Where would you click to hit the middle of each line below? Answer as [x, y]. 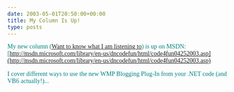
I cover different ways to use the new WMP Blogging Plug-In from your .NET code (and [117, 74]
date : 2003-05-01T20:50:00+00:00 [57, 14]
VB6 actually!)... [28, 81]
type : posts [25, 27]
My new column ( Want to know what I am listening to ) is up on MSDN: [97, 47]
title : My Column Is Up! [44, 21]
